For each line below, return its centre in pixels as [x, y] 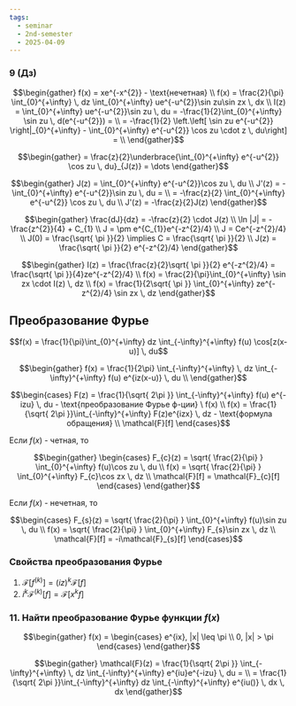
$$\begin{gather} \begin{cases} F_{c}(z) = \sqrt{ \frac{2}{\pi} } [148, 458]
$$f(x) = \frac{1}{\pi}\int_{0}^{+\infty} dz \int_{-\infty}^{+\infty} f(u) [131, 342]
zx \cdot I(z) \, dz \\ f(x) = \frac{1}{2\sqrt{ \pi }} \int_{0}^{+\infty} [138, 283]
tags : [19, 17]
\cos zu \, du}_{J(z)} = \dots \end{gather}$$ [148, 166]
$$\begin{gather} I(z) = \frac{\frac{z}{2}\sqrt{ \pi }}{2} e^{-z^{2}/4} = [148, 264]
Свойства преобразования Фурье [86, 562]
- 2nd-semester [45, 34]
